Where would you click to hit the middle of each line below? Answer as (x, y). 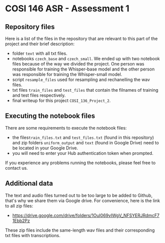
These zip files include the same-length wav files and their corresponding (80, 230)
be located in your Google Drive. (45, 148)
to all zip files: (19, 206)
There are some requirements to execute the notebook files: (66, 128)
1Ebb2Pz (21, 220)
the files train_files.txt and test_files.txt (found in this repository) (83, 137)
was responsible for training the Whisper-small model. (67, 74)
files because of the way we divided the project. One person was (78, 64)
